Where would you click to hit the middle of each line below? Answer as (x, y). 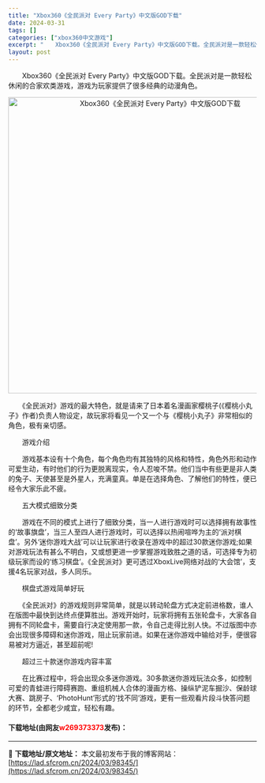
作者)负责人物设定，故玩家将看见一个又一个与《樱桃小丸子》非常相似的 (137, 415)
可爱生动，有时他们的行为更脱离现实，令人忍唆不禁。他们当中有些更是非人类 (132, 469)
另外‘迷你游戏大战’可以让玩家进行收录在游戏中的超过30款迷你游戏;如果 (138, 542)
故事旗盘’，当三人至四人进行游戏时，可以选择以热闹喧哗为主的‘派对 (126, 532)
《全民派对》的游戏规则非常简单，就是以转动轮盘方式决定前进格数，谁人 (138, 605)
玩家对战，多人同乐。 (61, 571)
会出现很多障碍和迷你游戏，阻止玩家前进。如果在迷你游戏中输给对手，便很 (129, 634)
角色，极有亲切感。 (39, 425)
